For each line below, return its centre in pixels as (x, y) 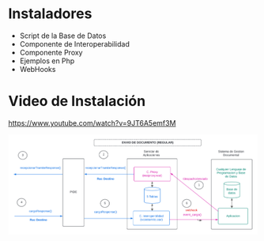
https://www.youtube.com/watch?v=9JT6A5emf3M (92, 122)
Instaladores (50, 14)
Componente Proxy (51, 52)
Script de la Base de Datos (63, 36)
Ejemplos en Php (47, 61)
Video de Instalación (77, 102)
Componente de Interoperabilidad (75, 43)
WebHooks (38, 69)
